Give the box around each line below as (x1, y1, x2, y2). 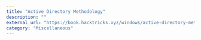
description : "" (6, 14, 47, 20)
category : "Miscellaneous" (6, 25, 74, 31)
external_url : (6, 19, 42, 25)
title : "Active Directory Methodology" (6, 8, 106, 15)
